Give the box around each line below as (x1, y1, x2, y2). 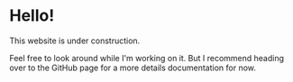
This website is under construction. (9, 35, 141, 46)
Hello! (9, 5, 55, 26)
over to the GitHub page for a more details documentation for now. (9, 62, 257, 73)
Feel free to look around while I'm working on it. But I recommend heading (9, 52, 285, 63)
